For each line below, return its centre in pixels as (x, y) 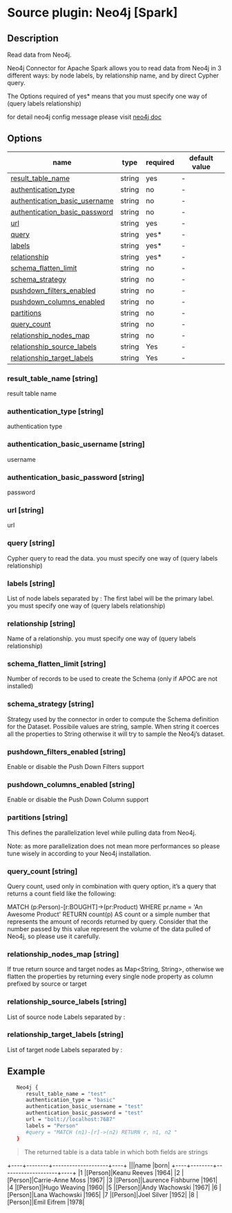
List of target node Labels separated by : (65, 1049)
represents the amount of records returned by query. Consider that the (108, 921)
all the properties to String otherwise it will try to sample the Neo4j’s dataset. (116, 734)
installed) (20, 686)
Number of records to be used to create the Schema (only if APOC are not (112, 679)
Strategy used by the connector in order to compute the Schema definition (113, 719)
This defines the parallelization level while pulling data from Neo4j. (102, 833)
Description (33, 38)
